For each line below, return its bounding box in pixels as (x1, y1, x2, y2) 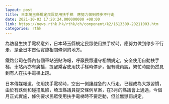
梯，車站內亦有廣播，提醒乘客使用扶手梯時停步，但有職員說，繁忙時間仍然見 (5, 64, 164, 70)
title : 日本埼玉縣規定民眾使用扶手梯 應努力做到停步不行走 (5, 12, 115, 17)
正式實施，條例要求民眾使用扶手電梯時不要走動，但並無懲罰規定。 (9, 93, 146, 99)
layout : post (5, 7, 33, 13)
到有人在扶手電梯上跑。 (5, 70, 54, 76)
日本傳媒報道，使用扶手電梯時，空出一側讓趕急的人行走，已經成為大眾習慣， (5, 81, 164, 87)
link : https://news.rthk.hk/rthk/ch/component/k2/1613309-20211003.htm (5, 21, 158, 27)
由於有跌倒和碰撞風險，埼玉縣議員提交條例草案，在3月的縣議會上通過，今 (5, 87, 158, 93)
